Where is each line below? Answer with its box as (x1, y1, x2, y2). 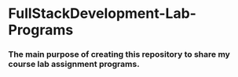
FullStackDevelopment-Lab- (8, 5, 196, 23)
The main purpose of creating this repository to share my (8, 49, 230, 60)
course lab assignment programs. (8, 59, 140, 70)
